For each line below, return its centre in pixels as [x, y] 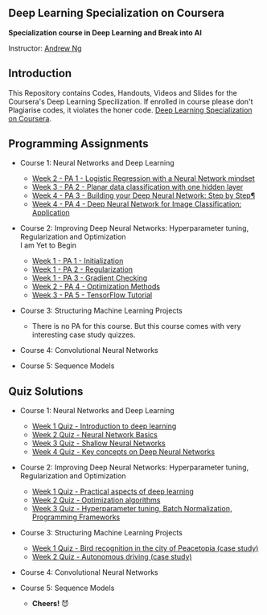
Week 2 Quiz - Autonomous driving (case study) [112, 557]
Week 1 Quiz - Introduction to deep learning [104, 426]
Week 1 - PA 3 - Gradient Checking [90, 278]
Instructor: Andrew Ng [45, 48]
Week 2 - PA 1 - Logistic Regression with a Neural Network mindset [143, 178]
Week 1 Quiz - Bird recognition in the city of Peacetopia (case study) [145, 548]
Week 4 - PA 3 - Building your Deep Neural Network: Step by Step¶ [144, 195]
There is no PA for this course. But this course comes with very [136, 326]
